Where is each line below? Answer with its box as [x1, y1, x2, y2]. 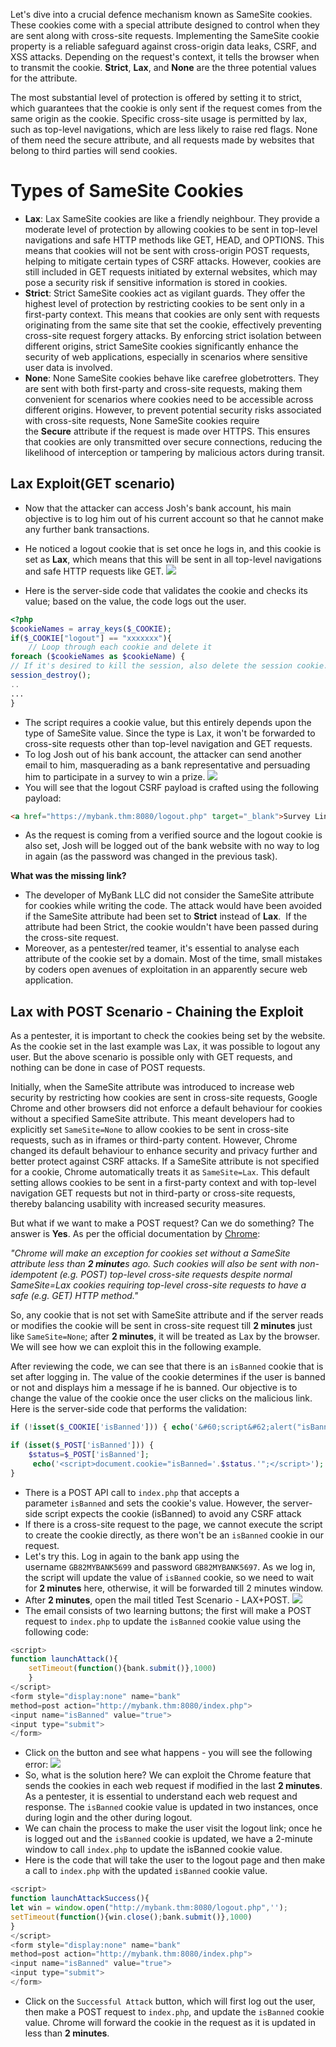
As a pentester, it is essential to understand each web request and [24, 1790, 298, 1803]
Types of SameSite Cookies [10, 180, 244, 203]
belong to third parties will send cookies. [10, 145, 178, 156]
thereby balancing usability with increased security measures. [10, 1198, 267, 1210]
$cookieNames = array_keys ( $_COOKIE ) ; [10, 624, 172, 634]
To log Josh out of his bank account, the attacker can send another [24, 748, 302, 760]
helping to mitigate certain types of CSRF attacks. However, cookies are [24, 255, 322, 267]
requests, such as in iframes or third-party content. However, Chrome [10, 1134, 298, 1146]
